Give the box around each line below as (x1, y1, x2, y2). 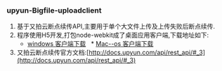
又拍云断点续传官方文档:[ (16, 48, 89, 57)
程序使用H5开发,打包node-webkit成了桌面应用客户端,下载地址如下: (16, 31, 209, 40)
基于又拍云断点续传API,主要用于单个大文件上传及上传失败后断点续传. (16, 22, 216, 31)
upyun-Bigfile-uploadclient (6, 6, 102, 15)
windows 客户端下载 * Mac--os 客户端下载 (27, 40, 154, 48)
